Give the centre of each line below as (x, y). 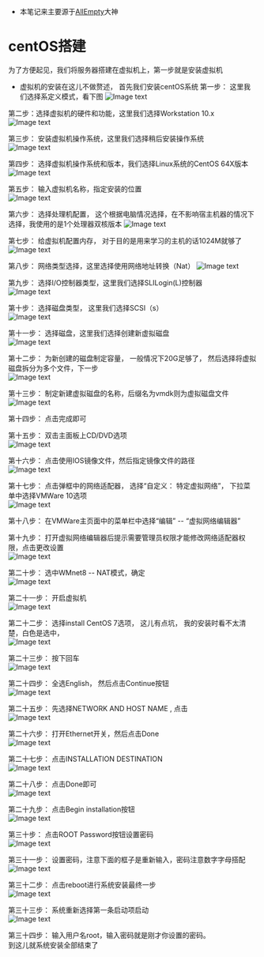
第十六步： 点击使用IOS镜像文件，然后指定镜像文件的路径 (102, 460)
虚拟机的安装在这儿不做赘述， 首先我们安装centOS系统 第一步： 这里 (132, 86)
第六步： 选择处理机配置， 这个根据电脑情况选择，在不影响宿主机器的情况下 (131, 214)
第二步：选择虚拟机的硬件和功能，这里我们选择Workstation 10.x (111, 113)
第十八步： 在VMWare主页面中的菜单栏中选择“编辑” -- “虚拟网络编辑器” (124, 521)
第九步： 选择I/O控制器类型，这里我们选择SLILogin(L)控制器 (106, 282)
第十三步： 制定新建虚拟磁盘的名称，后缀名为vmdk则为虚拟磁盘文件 (119, 393)
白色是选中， (43, 633)
